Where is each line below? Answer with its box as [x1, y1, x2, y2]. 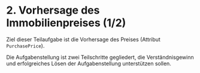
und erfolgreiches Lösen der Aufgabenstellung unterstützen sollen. [6, 60, 172, 67]
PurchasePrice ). [6, 42, 45, 49]
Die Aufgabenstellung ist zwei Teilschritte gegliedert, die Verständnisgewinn [6, 53, 194, 61]
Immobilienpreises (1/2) [6, 16, 126, 30]
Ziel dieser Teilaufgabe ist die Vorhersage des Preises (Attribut [6, 36, 160, 43]
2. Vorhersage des [6, 4, 100, 17]
